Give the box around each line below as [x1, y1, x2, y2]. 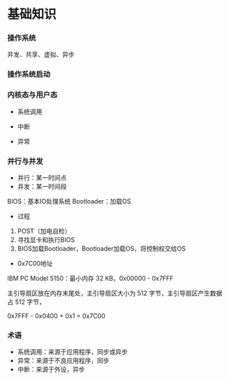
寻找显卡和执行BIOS [17, 236, 75, 244]
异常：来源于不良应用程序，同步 [17, 356, 110, 365]
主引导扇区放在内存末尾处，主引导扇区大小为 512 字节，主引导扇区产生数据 [7, 289, 223, 297]
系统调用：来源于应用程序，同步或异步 [17, 348, 128, 356]
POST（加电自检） [17, 227, 71, 235]
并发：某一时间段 [17, 183, 67, 190]
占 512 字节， [7, 298, 45, 306]
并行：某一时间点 [17, 174, 67, 182]
